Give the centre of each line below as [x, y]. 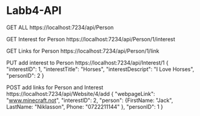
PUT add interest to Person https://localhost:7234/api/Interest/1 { [87, 63]
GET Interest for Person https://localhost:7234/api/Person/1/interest [91, 39]
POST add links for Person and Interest [55, 87]
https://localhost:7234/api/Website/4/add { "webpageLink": [81, 94]
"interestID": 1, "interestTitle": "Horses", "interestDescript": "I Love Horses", [100, 69]
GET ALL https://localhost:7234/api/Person [60, 27]
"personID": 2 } [25, 75]
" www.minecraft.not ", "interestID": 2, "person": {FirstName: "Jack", [90, 100]
